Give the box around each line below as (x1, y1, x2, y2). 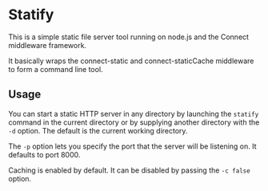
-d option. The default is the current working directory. (8, 125, 188, 135)
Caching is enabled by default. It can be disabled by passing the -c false (8, 165, 250, 175)
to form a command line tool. (8, 64, 103, 74)
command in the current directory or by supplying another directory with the (8, 117, 260, 127)
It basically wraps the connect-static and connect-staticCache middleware (8, 56, 254, 66)
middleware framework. (8, 40, 86, 50)
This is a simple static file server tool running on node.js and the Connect (8, 32, 250, 42)
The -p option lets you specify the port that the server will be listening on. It (8, 141, 258, 151)
